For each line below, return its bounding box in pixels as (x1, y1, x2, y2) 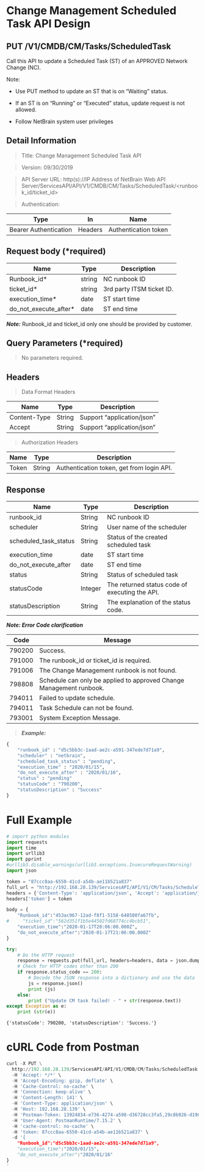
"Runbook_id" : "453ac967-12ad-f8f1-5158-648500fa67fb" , (17, 912, 160, 919)
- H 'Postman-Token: (12, 1111, 62, 1118)
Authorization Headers (21, 439, 78, 446)
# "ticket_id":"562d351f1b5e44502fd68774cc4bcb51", (6, 918, 151, 924)
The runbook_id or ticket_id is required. (39, 656, 151, 665)
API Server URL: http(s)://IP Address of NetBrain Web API (21, 175, 166, 183)
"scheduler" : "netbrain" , (17, 752, 86, 758)
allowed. (15, 106, 37, 113)
